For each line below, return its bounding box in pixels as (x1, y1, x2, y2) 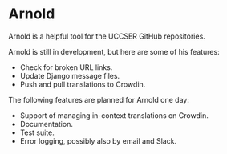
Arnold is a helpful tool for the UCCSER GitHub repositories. (8, 31, 206, 41)
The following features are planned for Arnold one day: (8, 95, 190, 104)
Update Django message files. (19, 71, 120, 80)
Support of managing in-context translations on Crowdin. (19, 110, 209, 120)
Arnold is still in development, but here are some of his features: (8, 47, 220, 56)
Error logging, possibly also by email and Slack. (19, 136, 177, 145)
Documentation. (19, 119, 74, 128)
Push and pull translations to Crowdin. (19, 79, 146, 89)
